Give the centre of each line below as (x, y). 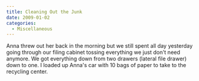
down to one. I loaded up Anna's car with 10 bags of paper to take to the (96, 65)
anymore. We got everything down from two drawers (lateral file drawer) (96, 59)
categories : (21, 23)
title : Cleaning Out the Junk (44, 12)
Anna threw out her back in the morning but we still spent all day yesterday (99, 46)
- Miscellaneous (32, 29)
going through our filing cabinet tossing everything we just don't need (93, 53)
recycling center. (27, 72)
